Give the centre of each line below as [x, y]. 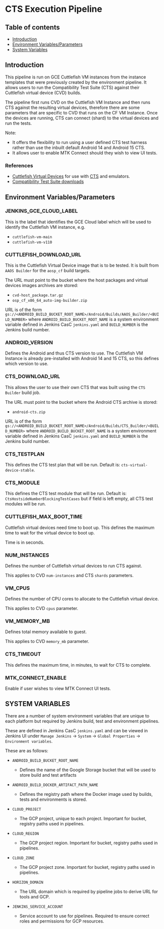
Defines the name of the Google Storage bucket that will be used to [88, 770]
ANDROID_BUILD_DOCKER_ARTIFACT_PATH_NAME [55, 785]
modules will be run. [26, 504]
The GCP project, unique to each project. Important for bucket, [83, 818]
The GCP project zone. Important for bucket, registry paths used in [87, 867]
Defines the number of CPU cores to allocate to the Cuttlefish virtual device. [82, 599]
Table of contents [32, 27]
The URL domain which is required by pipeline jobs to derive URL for [89, 892]
